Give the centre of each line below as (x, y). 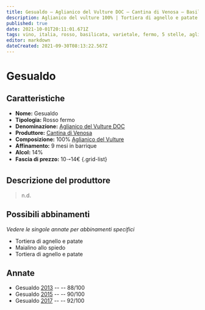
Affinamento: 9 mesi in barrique (56, 146)
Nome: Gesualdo (37, 113)
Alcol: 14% (29, 152)
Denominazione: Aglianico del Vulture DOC (70, 126)
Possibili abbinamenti (48, 214)
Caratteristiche (36, 99)
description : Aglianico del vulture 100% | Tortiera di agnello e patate (102, 18)
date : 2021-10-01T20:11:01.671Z (47, 29)
